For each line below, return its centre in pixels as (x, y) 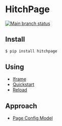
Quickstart (23, 84)
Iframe (19, 79)
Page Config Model (33, 118)
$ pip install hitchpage (31, 51)
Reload (20, 90)
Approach (21, 106)
